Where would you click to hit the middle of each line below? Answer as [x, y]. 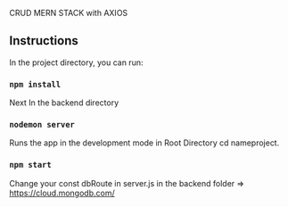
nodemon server [42, 125]
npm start [30, 165]
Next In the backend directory [64, 103]
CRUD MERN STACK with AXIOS [69, 13]
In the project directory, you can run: [76, 62]
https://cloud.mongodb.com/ [62, 193]
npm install [35, 84]
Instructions [44, 41]
